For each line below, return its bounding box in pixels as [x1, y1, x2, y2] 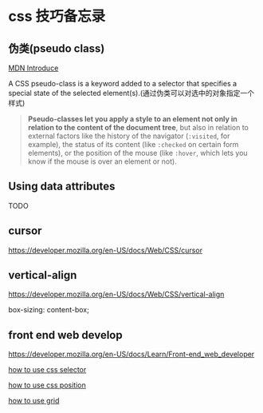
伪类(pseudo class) [8, 42, 105, 55]
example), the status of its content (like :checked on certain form [27, 140, 239, 149]
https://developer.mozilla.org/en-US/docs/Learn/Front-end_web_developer [8, 349, 255, 359]
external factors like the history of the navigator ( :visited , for [27, 131, 230, 141]
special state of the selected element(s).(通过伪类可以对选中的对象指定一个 [8, 89, 255, 97]
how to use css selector [8, 365, 87, 375]
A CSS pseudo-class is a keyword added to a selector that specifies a [8, 79, 237, 88]
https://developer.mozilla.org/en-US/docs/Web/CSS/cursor [8, 245, 203, 255]
